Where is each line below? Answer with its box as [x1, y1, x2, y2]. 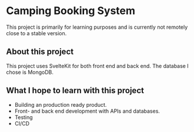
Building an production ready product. [14, 101, 107, 108]
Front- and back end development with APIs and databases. [14, 107, 160, 114]
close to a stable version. [6, 29, 67, 36]
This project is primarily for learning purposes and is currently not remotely [6, 23, 188, 31]
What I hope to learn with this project [6, 86, 144, 96]
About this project [6, 47, 74, 57]
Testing [14, 113, 34, 121]
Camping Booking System [6, 4, 136, 18]
